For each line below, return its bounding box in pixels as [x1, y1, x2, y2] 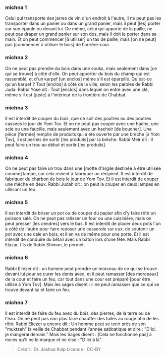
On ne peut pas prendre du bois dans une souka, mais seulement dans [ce [5, 65, 157, 71]
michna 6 [5, 254, 28, 261]
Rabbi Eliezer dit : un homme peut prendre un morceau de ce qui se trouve [5, 265, 157, 272]
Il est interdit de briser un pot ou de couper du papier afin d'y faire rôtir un [5, 210, 156, 216]
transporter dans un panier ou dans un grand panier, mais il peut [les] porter [5, 20, 161, 26]
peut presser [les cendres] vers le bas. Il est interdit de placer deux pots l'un [5, 220, 161, 227]
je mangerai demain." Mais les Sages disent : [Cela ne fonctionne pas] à [5, 332, 152, 338]
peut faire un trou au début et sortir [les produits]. [5, 142, 107, 147]
